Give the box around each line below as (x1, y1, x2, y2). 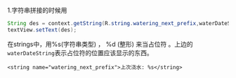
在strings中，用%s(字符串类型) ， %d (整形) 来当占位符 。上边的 (7, 40, 193, 48)
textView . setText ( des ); (7, 26, 77, 33)
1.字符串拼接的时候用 (7, 6, 67, 14)
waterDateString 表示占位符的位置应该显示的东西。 (7, 48, 153, 57)
